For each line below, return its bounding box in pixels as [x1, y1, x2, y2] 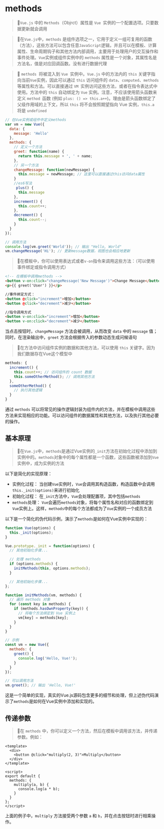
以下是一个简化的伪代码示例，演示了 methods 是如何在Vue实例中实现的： [5, 516, 148, 521]
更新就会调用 [21, 25, 47, 32]
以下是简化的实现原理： [5, 471, 52, 477]
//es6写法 [14, 181, 33, 186]
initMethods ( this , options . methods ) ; [14, 566, 91, 571]
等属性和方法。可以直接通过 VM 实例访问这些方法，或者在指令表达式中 [17, 83, 158, 89]
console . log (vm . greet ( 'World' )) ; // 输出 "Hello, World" [5, 244, 122, 249]
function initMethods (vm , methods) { [5, 593, 82, 598]
